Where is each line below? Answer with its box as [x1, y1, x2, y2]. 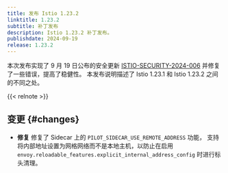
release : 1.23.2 [7, 42, 53, 49]
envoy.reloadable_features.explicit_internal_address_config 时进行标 [16, 150, 221, 158]
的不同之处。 [7, 79, 43, 86]
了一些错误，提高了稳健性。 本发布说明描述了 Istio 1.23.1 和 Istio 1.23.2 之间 [7, 70, 218, 78]
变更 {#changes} [7, 114, 80, 125]
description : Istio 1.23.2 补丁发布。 [7, 29, 113, 36]
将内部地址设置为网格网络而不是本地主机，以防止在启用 [16, 142, 173, 150]
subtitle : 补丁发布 [7, 23, 59, 29]
